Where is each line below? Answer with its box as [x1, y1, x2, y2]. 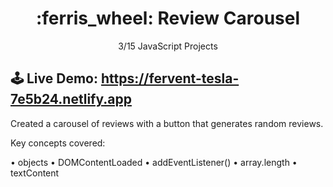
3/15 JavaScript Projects [118, 40, 218, 52]
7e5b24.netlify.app [10, 91, 132, 108]
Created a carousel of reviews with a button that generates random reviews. [10, 117, 324, 129]
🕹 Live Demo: [10, 70, 98, 87]
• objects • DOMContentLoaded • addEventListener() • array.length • [10, 156, 298, 168]
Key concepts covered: [10, 137, 106, 149]
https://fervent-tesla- [100, 70, 240, 87]
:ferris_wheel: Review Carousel [35, 7, 301, 30]
